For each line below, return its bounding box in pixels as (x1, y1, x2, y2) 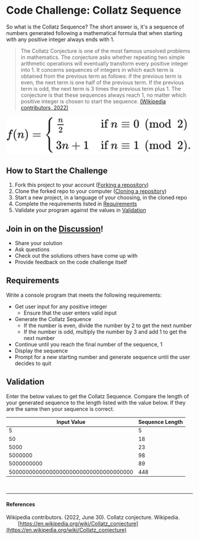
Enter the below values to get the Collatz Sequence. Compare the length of (6, 392, 190, 400)
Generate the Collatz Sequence (14, 315, 92, 322)
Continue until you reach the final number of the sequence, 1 (14, 341, 163, 348)
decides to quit (14, 360, 52, 367)
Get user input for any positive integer (14, 303, 108, 310)
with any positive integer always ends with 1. (6, 36, 115, 43)
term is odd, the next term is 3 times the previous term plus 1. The (20, 85, 181, 92)
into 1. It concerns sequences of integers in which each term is (20, 66, 174, 73)
